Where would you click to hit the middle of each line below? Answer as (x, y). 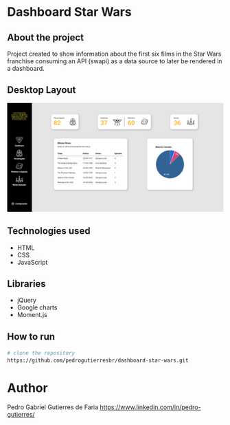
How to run (31, 337)
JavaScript (32, 262)
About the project (46, 37)
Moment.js (32, 315)
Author (27, 388)
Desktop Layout (42, 90)
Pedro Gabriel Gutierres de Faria (53, 407)
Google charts (37, 307)
